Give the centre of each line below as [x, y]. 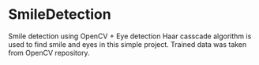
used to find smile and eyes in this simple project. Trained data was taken [128, 44]
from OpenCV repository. [49, 52]
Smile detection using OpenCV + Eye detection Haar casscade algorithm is [130, 36]
